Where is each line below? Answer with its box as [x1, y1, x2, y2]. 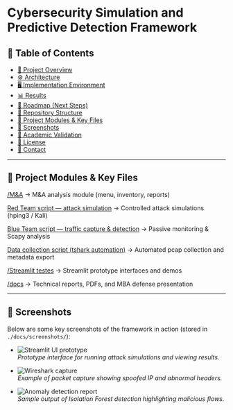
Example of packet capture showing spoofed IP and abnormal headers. [17, 373, 223, 382]
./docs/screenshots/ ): [7, 332, 71, 341]
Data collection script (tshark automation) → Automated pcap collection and [7, 245, 224, 254]
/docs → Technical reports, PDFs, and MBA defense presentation [7, 280, 193, 288]
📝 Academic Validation [17, 130, 82, 139]
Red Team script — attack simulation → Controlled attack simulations [7, 203, 205, 212]
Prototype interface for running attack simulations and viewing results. [17, 352, 220, 361]
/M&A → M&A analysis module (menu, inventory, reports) [7, 190, 170, 198]
